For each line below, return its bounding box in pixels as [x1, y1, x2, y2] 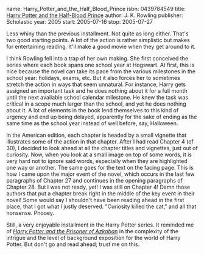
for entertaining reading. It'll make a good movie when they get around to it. [6, 43, 196, 50]
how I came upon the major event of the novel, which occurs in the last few [6, 170, 195, 178]
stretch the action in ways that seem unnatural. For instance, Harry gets [6, 81, 186, 88]
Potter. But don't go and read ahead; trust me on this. [6, 241, 140, 248]
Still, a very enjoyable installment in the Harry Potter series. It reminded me [6, 221, 194, 228]
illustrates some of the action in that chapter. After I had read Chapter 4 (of [6, 138, 194, 145]
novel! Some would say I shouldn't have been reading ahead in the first [6, 197, 185, 203]
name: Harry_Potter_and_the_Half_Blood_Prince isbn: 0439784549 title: [6, 5, 186, 12]
